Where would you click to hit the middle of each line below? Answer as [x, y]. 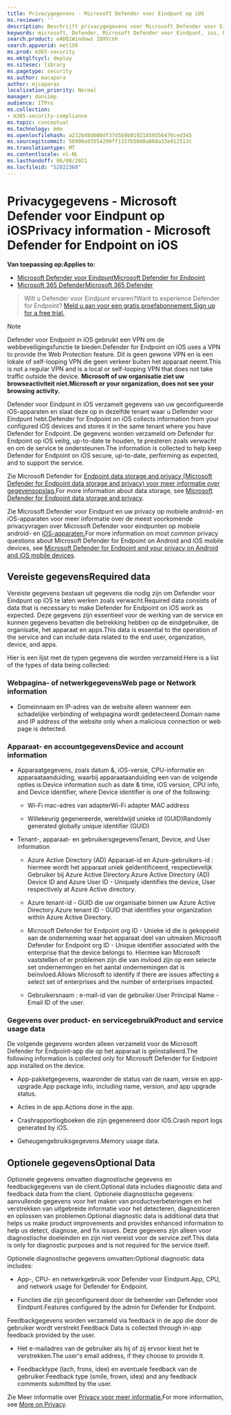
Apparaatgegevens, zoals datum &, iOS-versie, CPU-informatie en [111, 770]
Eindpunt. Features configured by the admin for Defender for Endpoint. [117, 1307]
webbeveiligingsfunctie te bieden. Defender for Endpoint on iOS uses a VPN [114, 347]
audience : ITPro [30, 103]
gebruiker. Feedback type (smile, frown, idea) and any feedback [107, 1376]
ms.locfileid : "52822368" [44, 167]
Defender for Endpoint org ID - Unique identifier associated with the [123, 945]
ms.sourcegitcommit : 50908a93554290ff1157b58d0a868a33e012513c [100, 142]
